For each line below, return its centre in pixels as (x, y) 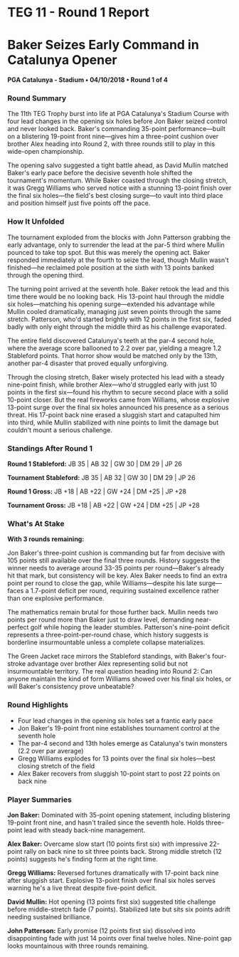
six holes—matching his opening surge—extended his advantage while (111, 304)
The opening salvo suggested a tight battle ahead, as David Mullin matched (118, 165)
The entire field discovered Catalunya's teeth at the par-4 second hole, (111, 340)
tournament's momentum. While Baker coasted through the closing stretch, (118, 181)
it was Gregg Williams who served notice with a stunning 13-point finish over (119, 188)
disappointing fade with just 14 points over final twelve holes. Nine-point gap (119, 938)
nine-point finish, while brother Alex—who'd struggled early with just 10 (112, 385)
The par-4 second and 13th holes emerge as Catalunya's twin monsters (122, 743)
